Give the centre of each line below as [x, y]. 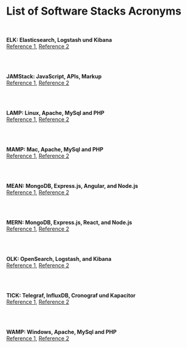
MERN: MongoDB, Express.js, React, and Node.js [69, 222]
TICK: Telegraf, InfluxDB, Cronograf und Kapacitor [71, 295]
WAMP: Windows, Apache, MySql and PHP [62, 332]
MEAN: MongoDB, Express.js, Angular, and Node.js [72, 186]
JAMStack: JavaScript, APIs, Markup [54, 76]
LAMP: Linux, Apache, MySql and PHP [55, 113]
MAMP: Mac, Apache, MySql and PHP [55, 149]
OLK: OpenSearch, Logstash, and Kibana [59, 259]
